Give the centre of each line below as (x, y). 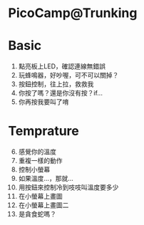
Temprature (43, 131)
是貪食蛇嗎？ (37, 214)
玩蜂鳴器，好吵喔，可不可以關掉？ (68, 75)
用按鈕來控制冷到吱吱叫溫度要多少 (68, 187)
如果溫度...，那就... (46, 179)
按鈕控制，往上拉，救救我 (56, 84)
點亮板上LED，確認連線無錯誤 (62, 66)
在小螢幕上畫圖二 (43, 205)
